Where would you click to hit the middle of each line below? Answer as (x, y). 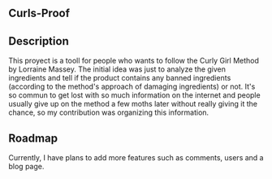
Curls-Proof (39, 13)
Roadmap (33, 138)
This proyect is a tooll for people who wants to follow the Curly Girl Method (134, 61)
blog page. (26, 167)
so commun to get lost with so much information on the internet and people (135, 95)
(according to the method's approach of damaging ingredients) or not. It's (132, 87)
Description (39, 41)
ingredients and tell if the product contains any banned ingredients (120, 78)
